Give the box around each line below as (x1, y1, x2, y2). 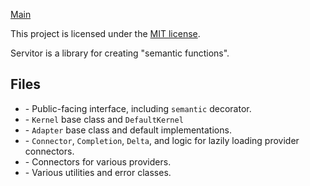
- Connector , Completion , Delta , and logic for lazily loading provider (24, 134, 300, 146)
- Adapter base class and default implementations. (24, 124, 232, 136)
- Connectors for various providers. (24, 155, 172, 168)
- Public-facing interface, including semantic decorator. (24, 102, 252, 114)
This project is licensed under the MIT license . (10, 28, 201, 39)
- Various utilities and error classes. (24, 166, 172, 178)
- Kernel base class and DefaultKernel (24, 113, 184, 125)
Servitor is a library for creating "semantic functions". (10, 47, 230, 59)
